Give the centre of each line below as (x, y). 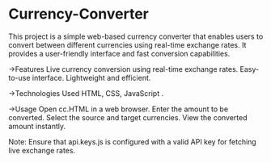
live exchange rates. (42, 150)
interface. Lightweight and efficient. (91, 77)
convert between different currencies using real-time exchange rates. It (127, 44)
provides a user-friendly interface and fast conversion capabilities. (119, 53)
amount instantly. (37, 126)
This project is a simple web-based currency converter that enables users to (136, 36)
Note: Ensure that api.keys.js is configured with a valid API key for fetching (132, 141)
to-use (19, 77)
